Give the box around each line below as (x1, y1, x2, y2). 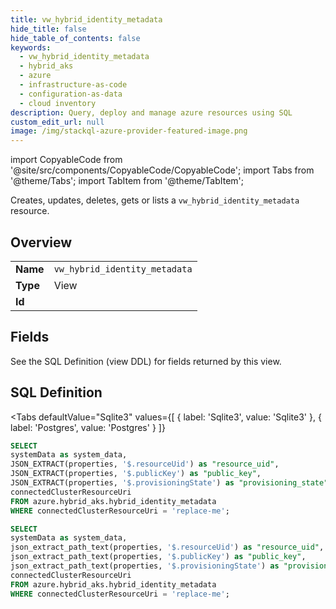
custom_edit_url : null (10, 117, 105, 127)
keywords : (10, 42, 52, 53)
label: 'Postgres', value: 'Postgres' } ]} (10, 421, 166, 433)
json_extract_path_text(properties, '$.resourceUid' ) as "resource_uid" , (10, 542, 325, 553)
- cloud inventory (19, 98, 97, 108)
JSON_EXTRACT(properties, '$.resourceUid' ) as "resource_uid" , (10, 459, 280, 470)
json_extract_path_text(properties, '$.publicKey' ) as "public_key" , (10, 552, 307, 562)
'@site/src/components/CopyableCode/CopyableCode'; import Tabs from (10, 164, 315, 176)
